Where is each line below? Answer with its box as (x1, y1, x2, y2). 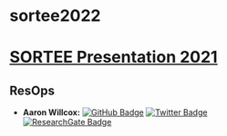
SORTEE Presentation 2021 (9, 47, 218, 68)
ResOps (9, 83, 55, 98)
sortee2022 (9, 5, 101, 26)
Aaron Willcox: (22, 107, 80, 118)
